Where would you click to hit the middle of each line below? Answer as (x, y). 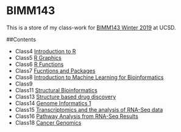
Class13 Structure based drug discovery (66, 97)
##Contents (21, 39)
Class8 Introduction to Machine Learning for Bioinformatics (89, 77)
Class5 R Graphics (38, 57)
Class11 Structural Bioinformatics (56, 90)
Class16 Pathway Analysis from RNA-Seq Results (76, 116)
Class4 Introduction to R (45, 51)
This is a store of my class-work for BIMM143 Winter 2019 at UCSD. (91, 28)
